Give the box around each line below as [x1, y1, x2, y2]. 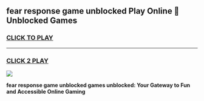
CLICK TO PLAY [6, 34, 53, 42]
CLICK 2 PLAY [6, 56, 49, 65]
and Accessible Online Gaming [6, 88, 86, 95]
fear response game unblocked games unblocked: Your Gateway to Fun [6, 81, 191, 88]
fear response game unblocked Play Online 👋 [6, 6, 180, 16]
